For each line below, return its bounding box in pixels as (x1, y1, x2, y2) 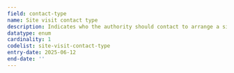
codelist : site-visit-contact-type (7, 42, 111, 49)
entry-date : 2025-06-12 (7, 49, 77, 56)
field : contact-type (7, 10, 68, 17)
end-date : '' (7, 56, 45, 63)
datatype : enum (7, 29, 52, 37)
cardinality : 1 (7, 36, 52, 43)
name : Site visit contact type (7, 17, 98, 24)
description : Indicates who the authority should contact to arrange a (7, 23, 219, 30)
